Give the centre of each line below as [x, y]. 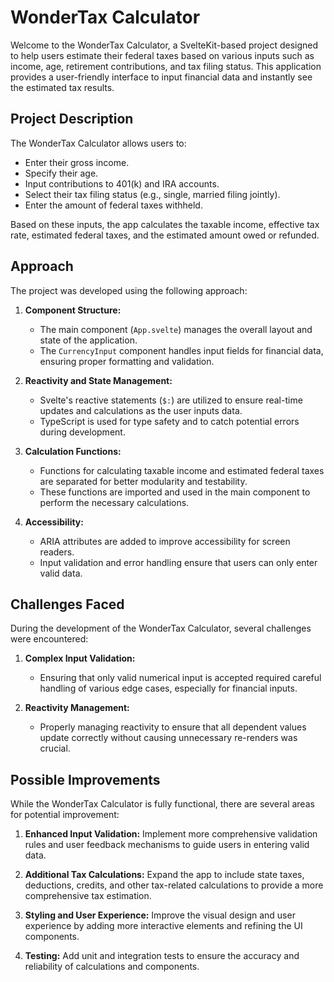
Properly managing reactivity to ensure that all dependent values [173, 727]
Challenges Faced [67, 604]
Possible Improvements [85, 779]
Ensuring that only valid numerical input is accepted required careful [180, 678]
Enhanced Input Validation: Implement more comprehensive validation [171, 834]
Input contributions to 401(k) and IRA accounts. [122, 183]
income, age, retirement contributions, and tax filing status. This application [166, 66]
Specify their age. [61, 173]
